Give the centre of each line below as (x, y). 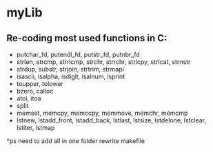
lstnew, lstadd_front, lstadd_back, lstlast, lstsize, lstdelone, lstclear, (111, 120)
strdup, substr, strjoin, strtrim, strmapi (70, 69)
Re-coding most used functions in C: (87, 38)
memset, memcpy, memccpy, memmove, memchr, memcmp (102, 113)
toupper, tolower (40, 84)
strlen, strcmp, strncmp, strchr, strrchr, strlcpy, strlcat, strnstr (103, 62)
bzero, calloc (35, 91)
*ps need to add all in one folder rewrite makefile (76, 141)
